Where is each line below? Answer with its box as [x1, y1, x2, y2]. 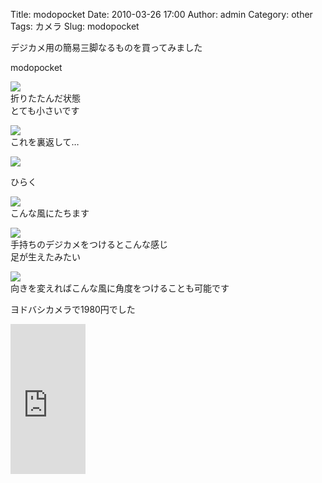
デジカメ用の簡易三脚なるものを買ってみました [10, 42, 203, 53]
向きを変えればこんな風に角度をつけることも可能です [10, 282, 230, 294]
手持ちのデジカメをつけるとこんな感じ [10, 239, 168, 250]
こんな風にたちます [10, 207, 90, 219]
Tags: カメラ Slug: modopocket [10, 20, 140, 32]
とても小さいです [10, 105, 80, 116]
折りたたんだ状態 [10, 92, 81, 104]
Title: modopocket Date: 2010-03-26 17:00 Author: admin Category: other [10, 9, 313, 20]
